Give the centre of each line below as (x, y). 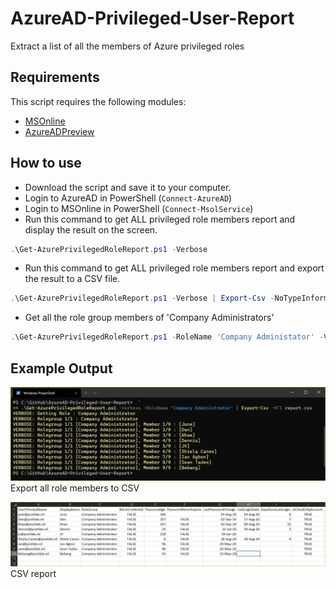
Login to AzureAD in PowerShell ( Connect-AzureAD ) (128, 198)
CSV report (33, 573)
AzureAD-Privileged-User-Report (152, 18)
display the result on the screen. (91, 229)
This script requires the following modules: (98, 101)
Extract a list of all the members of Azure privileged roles (127, 46)
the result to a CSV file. (72, 279)
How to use (46, 163)
